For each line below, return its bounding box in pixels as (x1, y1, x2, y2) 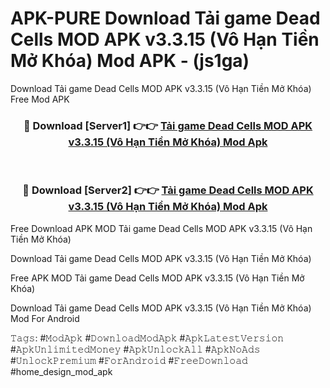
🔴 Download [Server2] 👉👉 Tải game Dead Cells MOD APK (22, 183, 314, 197)
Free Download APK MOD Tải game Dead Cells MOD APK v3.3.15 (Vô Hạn (10, 222, 313, 234)
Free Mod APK (10, 93, 70, 105)
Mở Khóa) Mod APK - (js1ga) (10, 50, 250, 72)
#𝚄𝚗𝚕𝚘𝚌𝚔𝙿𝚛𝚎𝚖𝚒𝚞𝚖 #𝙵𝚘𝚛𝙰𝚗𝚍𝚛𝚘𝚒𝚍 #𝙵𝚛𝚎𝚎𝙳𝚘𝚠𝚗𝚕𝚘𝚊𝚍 (10, 354, 248, 366)
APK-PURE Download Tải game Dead (10, 7, 321, 30)
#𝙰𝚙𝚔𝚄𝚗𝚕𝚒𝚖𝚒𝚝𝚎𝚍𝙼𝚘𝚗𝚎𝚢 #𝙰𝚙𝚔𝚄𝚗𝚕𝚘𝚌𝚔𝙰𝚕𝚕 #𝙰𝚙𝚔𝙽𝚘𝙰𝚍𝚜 (10, 343, 261, 355)
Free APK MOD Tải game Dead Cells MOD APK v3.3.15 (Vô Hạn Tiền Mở (10, 272, 305, 284)
